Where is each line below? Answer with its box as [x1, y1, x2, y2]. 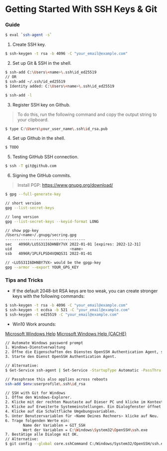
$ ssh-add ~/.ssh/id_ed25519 [5, 79, 66, 84]
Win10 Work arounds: [12, 321, 56, 327]
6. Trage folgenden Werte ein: [5, 418, 70, 423]
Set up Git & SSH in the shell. [12, 60, 72, 66]
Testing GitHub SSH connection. [12, 154, 79, 160]
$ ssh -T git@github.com [5, 163, 57, 169]
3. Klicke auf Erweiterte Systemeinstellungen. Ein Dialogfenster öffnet [5, 404, 162, 409]
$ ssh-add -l [5, 93, 32, 98]
